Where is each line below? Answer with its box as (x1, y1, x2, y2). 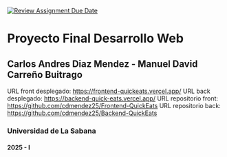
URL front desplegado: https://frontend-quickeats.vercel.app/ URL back (7, 87, 211, 95)
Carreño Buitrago (7, 69, 83, 81)
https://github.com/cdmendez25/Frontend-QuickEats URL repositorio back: (7, 102, 221, 109)
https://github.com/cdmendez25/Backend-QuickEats (7, 109, 158, 117)
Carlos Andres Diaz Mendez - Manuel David (7, 58, 198, 70)
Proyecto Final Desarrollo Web (7, 31, 184, 46)
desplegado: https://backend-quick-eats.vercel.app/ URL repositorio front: (7, 94, 219, 103)
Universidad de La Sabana (7, 126, 96, 136)
